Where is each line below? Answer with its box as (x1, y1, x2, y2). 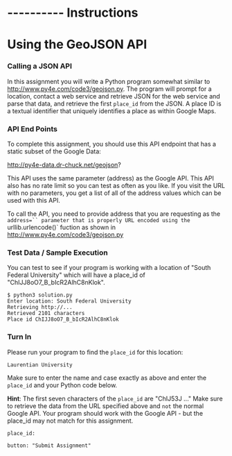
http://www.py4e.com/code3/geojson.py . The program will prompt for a (7, 85, 213, 93)
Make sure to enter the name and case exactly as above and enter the (7, 373, 206, 382)
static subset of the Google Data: (7, 147, 102, 155)
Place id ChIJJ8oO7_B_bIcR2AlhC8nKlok (7, 316, 119, 323)
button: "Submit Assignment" (7, 442, 91, 449)
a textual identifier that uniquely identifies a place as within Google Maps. (7, 106, 217, 115)
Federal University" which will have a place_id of (7, 271, 145, 279)
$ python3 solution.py (7, 292, 73, 299)
